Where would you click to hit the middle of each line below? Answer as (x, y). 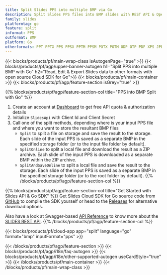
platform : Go (19, 42)
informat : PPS (20, 33)
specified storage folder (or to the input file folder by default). (83, 144)
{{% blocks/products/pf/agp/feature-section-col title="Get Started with (78, 190)
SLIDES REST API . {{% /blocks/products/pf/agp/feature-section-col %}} (79, 221)
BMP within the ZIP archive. (48, 159)
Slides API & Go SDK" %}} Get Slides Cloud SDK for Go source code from (80, 196)
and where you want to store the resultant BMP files (65, 128)
